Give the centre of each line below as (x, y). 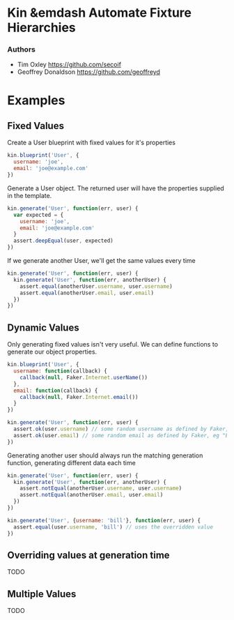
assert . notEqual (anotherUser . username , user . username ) (101, 489)
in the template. (30, 195)
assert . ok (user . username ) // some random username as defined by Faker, (121, 429)
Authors (22, 50)
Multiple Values (42, 594)
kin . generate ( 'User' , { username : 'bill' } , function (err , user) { (104, 520)
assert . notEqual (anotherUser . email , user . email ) (92, 495)
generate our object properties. (52, 352)
